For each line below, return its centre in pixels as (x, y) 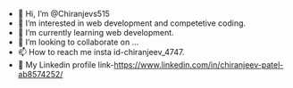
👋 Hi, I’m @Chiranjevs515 (63, 14)
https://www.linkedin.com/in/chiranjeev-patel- (199, 65)
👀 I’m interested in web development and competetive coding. (132, 23)
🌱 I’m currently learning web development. (96, 32)
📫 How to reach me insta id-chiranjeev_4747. (101, 52)
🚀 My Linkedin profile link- (66, 65)
